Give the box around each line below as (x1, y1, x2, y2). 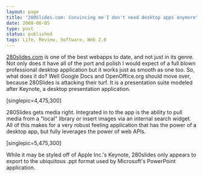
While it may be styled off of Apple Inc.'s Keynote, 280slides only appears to (6, 151, 196, 158)
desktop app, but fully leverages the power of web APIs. (6, 128, 146, 135)
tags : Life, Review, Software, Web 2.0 (6, 37, 107, 43)
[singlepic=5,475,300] (6, 140, 62, 146)
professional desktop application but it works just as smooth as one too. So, (6, 66, 195, 73)
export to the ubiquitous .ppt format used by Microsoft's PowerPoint (6, 158, 176, 164)
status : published (6, 31, 53, 37)
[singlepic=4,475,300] (6, 97, 62, 104)
